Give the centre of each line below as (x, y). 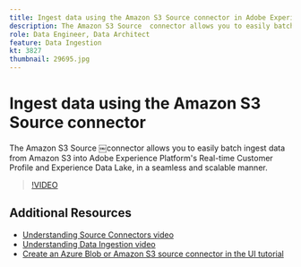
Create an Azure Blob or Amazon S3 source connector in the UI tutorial (153, 254)
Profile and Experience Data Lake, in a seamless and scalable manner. (138, 168)
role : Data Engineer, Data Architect (80, 34)
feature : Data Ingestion (56, 43)
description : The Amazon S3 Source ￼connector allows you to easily (140, 26)
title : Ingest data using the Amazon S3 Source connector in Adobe (138, 17)
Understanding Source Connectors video (98, 235)
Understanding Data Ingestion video (89, 244)
